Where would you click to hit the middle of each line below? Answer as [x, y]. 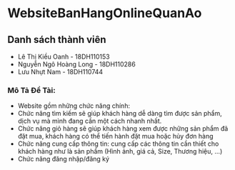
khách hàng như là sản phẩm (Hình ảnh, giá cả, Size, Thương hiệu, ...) [120, 151]
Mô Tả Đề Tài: [31, 90]
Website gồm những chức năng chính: [74, 106]
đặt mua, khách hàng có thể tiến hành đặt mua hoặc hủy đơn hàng [115, 136]
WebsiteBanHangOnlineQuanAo [105, 13]
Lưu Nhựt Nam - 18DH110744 [60, 72]
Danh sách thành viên [57, 40]
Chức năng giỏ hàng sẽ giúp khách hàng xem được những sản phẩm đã [123, 129]
